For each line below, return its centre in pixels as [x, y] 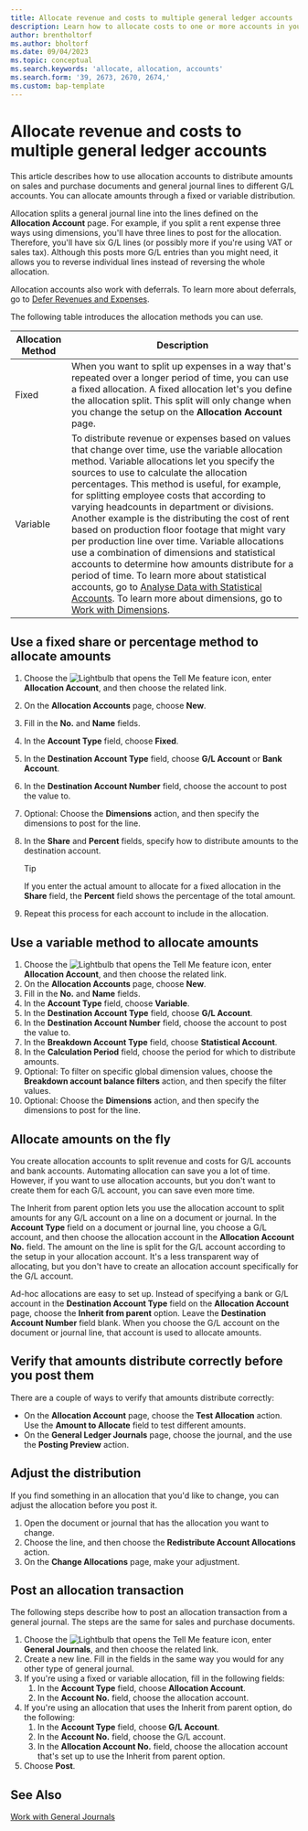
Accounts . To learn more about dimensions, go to [176, 598]
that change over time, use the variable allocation [176, 449]
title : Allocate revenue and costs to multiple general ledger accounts [152, 18]
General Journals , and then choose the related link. [121, 1649]
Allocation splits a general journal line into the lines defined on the [134, 213]
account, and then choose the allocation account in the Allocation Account [153, 1237]
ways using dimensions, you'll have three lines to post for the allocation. [146, 232]
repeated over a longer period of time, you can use [180, 378]
